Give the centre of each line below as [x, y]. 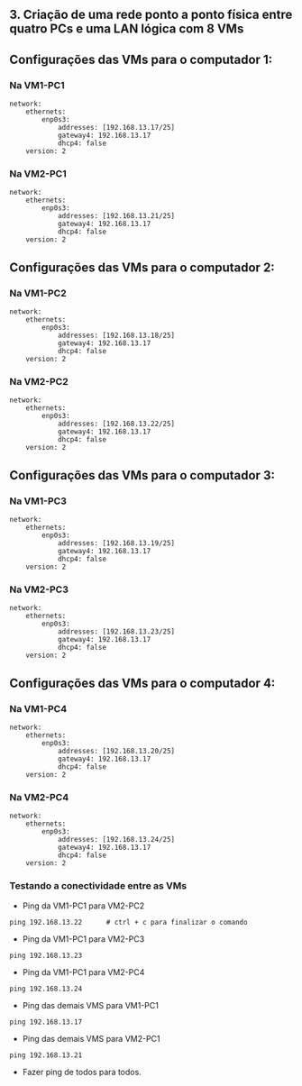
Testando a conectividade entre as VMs [98, 886]
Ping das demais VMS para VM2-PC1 [91, 1038]
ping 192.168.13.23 [46, 955]
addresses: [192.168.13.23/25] [116, 632]
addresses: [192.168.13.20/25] [116, 752]
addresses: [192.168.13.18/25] [116, 336]
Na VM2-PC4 [39, 797]
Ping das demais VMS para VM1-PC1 [91, 1005]
